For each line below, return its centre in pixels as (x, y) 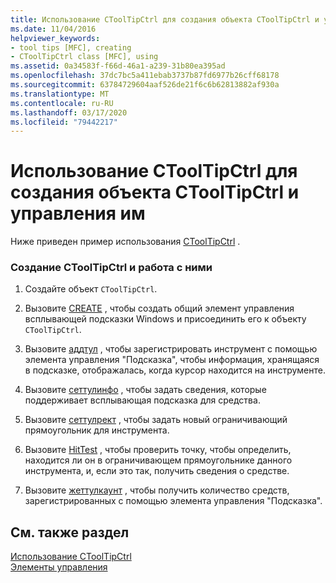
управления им (78, 213)
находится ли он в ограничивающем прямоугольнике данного (158, 460)
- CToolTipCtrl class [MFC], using (84, 57)
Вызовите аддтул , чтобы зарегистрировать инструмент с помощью (171, 349)
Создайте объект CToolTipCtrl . (91, 289)
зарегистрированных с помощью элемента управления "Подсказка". (173, 501)
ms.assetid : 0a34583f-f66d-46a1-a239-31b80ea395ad (118, 66)
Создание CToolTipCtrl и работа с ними (111, 268)
